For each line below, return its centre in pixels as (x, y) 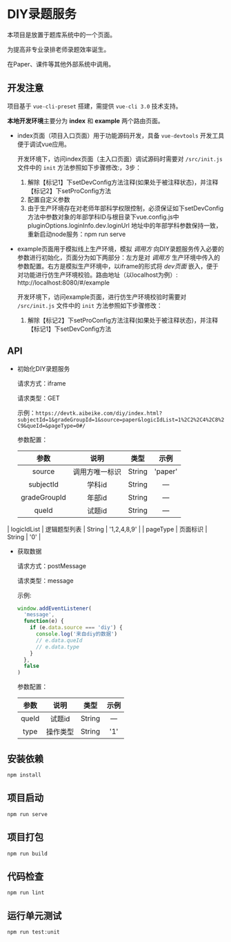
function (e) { (44, 621)
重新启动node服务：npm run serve (77, 234)
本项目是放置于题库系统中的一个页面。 (61, 35)
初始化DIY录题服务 (43, 368)
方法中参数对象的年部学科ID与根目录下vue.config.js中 (103, 217)
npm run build (28, 853)
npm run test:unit (33, 932)
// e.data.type (57, 647)
